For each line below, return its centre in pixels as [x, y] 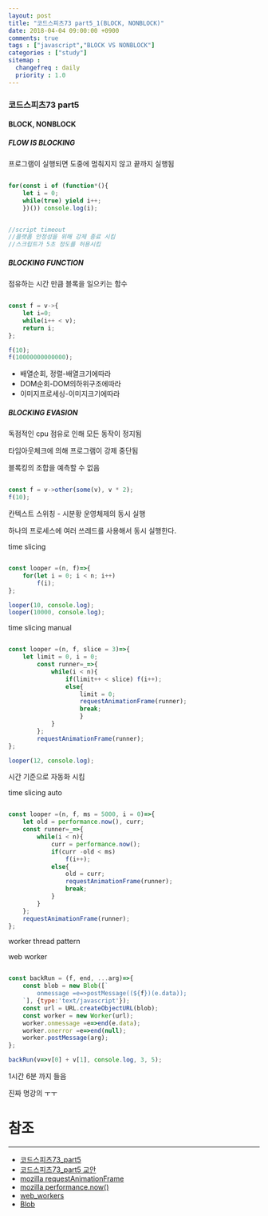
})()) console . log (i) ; [60, 208]
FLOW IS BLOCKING [42, 142]
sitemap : [25, 61]
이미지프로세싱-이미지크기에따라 [70, 394]
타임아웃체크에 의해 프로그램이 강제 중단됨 [73, 451]
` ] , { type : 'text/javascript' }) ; [76, 1001]
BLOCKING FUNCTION [46, 262]
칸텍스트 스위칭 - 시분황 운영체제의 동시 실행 [77, 514]
